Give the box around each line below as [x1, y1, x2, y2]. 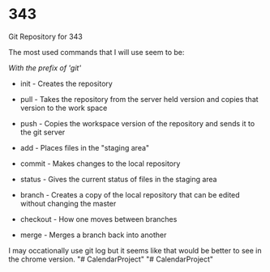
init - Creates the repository [19, 79, 114, 88]
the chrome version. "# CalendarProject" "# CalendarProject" [8, 254, 213, 264]
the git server [19, 127, 66, 137]
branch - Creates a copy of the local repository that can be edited [19, 189, 241, 199]
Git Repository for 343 [8, 32, 83, 41]
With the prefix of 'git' [8, 62, 82, 73]
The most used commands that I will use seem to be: [8, 47, 185, 57]
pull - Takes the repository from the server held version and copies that [19, 94, 259, 104]
